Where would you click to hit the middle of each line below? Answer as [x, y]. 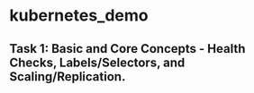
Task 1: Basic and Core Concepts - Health [127, 49]
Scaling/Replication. [68, 76]
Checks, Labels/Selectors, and [97, 62]
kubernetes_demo [79, 16]
